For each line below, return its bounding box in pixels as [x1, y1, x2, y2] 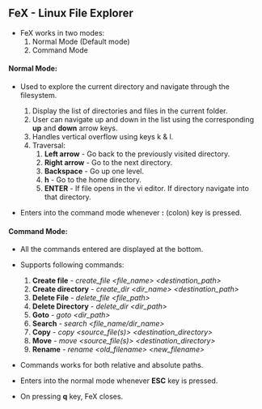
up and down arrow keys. [32, 123, 118, 133]
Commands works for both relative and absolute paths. [19, 360, 204, 370]
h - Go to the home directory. [44, 175, 142, 185]
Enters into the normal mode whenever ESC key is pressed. [19, 376, 218, 386]
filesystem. [19, 91, 57, 100]
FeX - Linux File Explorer [8, 6, 133, 20]
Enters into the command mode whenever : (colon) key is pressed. [19, 208, 243, 218]
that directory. [44, 192, 91, 202]
